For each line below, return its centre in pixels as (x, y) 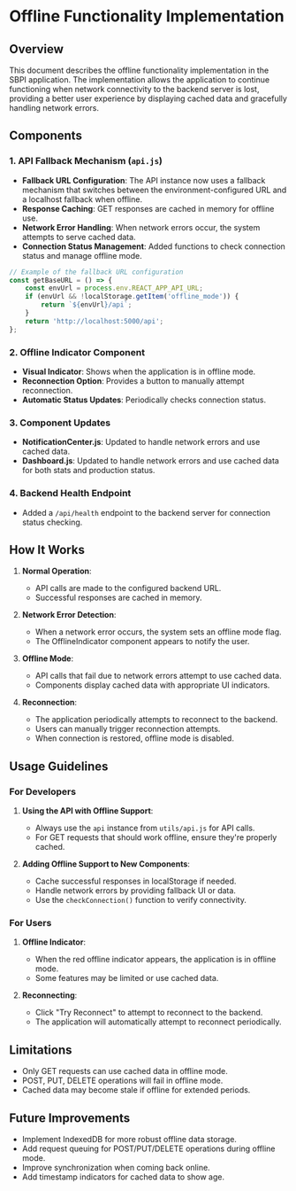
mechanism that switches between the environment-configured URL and (154, 190)
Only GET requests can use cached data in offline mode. (125, 1071)
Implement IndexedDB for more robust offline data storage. (129, 1139)
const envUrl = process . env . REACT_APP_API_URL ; (114, 288)
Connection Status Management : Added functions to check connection (153, 246)
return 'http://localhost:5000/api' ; (95, 321)
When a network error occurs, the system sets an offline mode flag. (158, 632)
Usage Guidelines (59, 766)
